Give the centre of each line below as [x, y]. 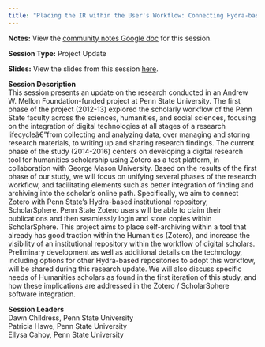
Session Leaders [36, 309]
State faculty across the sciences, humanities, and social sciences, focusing [132, 117]
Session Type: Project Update [57, 53]
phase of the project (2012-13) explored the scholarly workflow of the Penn [130, 109]
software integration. [42, 294]
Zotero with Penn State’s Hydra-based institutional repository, [108, 202]
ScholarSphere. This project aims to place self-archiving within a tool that [127, 227]
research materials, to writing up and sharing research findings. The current [131, 142]
